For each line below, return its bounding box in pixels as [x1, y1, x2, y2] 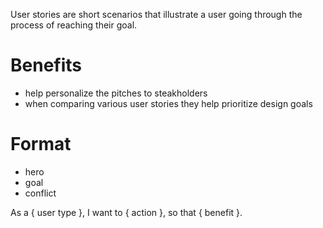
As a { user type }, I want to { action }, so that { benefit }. [10, 206, 243, 218]
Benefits [10, 54, 83, 77]
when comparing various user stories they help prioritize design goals [24, 97, 313, 109]
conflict [24, 187, 57, 199]
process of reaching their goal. [10, 19, 138, 31]
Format [10, 133, 72, 156]
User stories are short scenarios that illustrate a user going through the [10, 9, 303, 20]
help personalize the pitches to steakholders [24, 87, 208, 99]
